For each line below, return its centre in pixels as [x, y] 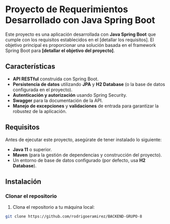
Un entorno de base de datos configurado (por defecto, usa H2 [79, 160]
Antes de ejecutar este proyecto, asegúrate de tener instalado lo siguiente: [83, 139]
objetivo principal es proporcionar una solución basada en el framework [81, 45]
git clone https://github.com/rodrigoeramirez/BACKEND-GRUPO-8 [74, 217]
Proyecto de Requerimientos [67, 9]
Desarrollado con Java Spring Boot [80, 20]
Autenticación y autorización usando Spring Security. [70, 95]
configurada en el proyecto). [42, 90]
